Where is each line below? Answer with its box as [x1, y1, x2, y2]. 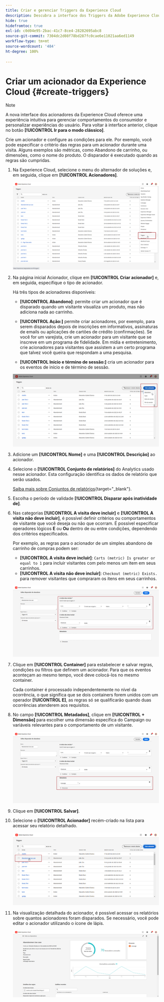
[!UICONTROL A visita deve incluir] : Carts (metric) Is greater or [19, 554, 155, 561]
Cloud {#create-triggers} [5, 86, 109, 97]
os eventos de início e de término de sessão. [19, 364, 110, 370]
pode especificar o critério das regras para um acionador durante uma [5, 142, 147, 148]
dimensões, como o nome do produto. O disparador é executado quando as [5, 152, 158, 158]
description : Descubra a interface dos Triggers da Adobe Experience [5, 13, 150, 18]
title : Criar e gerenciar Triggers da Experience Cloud [5, 8, 121, 13]
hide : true [5, 18, 28, 23]
